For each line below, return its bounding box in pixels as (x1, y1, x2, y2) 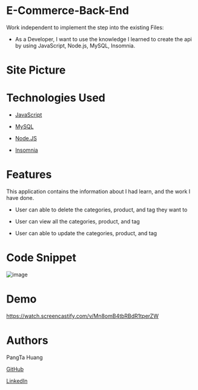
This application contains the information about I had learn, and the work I (6, 188, 191, 195)
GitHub (6, 365, 24, 372)
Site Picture (6, 63, 66, 77)
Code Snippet (6, 251, 77, 265)
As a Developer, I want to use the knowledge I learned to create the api (15, 35, 192, 43)
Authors (6, 334, 48, 347)
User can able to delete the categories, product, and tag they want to (15, 206, 188, 213)
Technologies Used (6, 91, 106, 105)
